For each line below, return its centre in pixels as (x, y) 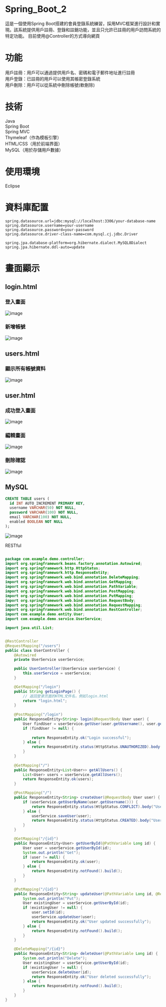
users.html (22, 354)
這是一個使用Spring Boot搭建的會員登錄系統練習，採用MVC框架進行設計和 (81, 23)
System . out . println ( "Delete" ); (55, 958)
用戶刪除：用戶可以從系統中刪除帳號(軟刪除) (50, 85)
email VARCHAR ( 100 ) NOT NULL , (41, 517)
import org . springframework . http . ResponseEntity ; (57, 573)
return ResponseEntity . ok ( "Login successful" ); (82, 738)
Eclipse (13, 186)
